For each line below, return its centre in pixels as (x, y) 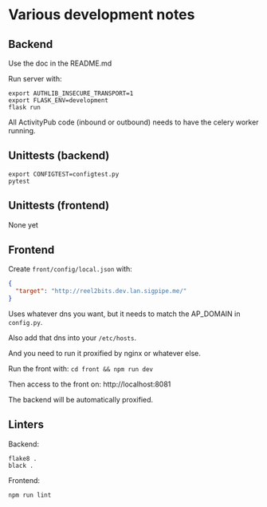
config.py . (26, 323)
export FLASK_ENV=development (59, 101)
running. (22, 131)
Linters (26, 425)
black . (21, 465)
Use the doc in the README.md (60, 63)
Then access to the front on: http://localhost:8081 (90, 384)
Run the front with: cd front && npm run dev (81, 369)
